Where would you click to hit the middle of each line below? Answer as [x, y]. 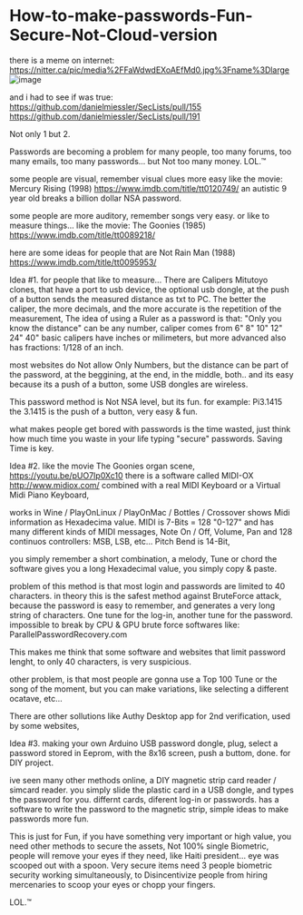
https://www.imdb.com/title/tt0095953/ [83, 262]
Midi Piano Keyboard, [49, 495]
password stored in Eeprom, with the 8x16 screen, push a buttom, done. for [150, 753]
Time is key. [32, 448]
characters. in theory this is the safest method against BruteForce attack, [146, 595]
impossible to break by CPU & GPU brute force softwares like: [125, 625]
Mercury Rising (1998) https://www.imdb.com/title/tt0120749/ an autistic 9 [148, 188]
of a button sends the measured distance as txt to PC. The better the [138, 299]
